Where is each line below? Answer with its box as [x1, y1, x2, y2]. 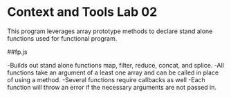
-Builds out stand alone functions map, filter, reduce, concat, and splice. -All [7, 61, 225, 69]
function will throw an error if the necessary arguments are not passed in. [7, 83, 216, 91]
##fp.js [7, 48, 28, 56]
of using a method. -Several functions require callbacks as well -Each [7, 75, 205, 84]
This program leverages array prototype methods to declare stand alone [7, 27, 213, 35]
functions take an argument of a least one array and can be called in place [7, 68, 219, 77]
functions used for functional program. [7, 34, 118, 42]
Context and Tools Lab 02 [7, 4, 158, 20]
